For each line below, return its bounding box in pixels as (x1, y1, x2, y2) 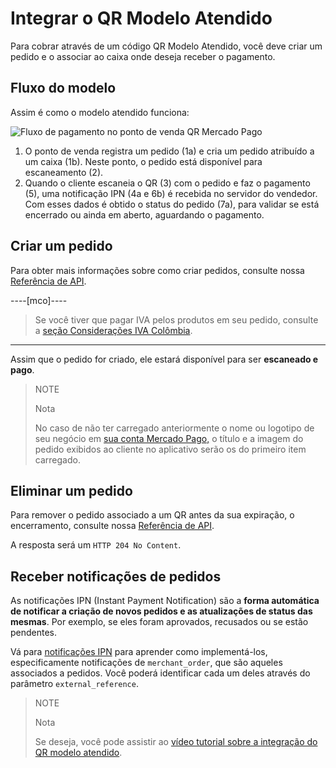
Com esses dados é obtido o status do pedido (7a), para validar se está (24, 198, 320, 210)
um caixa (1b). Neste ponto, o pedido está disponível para (24, 155, 263, 167)
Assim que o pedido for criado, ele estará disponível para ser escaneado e (10, 353, 319, 365)
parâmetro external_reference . (10, 678, 139, 690)
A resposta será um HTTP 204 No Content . (10, 539, 182, 551)
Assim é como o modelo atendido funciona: (10, 106, 190, 118)
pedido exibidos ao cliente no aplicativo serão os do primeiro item (34, 443, 307, 455)
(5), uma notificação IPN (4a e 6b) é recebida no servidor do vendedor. (24, 187, 318, 199)
